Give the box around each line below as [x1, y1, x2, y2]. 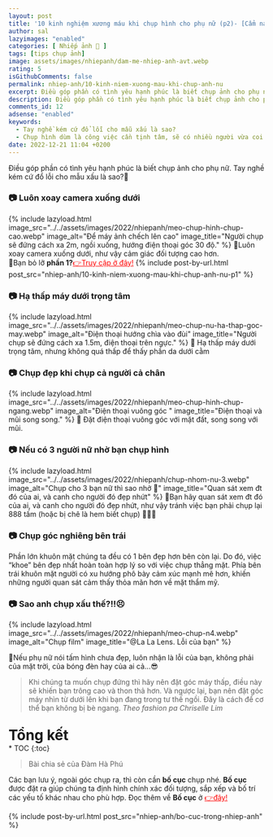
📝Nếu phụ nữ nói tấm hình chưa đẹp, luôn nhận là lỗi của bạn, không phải [8, 653, 254, 663]
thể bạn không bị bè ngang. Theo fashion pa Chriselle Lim [28, 703, 223, 713]
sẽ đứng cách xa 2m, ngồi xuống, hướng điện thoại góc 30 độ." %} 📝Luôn [8, 239, 256, 249]
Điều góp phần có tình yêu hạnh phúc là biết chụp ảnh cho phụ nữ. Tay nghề [8, 163, 265, 173]
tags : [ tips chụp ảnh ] [8, 50, 85, 58]
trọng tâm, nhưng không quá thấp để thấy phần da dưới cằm [8, 347, 210, 357]
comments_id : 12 [8, 103, 63, 111]
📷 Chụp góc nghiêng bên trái [8, 530, 126, 541]
